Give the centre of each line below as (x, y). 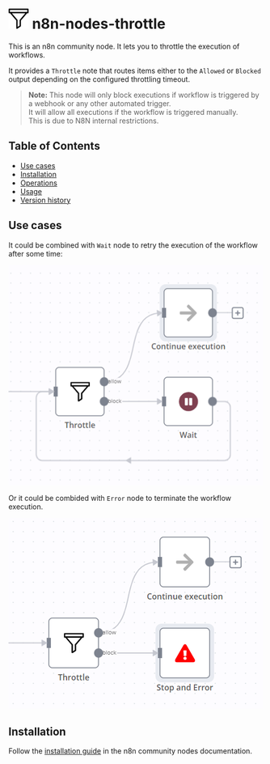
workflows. (27, 55)
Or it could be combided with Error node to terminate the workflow (120, 499)
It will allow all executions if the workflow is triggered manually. (133, 112)
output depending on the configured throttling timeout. (99, 79)
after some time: (36, 253)
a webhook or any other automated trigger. (99, 103)
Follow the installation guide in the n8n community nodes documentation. (131, 751)
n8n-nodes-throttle (99, 24)
